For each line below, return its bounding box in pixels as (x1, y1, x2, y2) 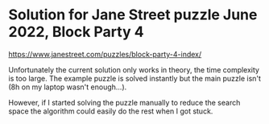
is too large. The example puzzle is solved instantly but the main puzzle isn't (8, 73, 262, 83)
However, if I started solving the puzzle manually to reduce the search (8, 97, 241, 107)
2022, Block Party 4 (8, 23, 144, 41)
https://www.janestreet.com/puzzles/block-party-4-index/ (8, 49, 202, 59)
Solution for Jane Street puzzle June (8, 6, 258, 24)
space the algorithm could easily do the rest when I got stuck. (8, 106, 213, 116)
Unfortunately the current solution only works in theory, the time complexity (8, 64, 260, 74)
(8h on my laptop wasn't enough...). (8, 82, 127, 92)
